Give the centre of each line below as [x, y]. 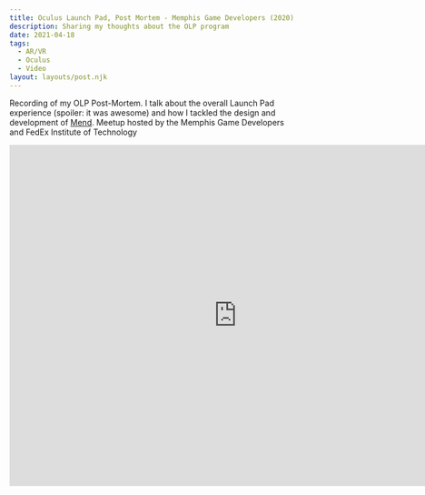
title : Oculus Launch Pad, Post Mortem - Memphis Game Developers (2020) [152, 18]
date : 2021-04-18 [42, 35]
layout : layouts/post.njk [58, 77]
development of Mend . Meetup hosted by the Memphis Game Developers [147, 122]
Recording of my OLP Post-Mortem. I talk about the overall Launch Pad [142, 103]
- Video [32, 69]
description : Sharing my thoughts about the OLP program [119, 26]
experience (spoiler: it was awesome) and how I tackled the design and [143, 112]
